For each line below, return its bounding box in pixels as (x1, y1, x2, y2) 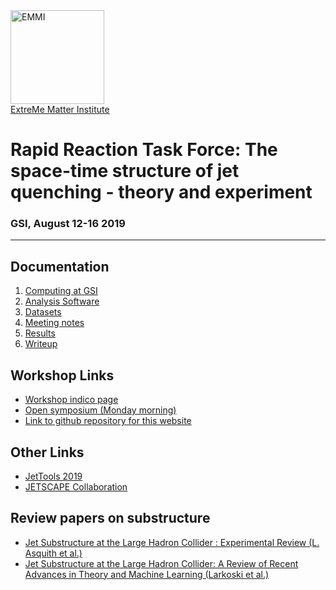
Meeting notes (24, 317, 85, 329)
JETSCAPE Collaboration (24, 480, 128, 493)
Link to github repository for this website (24, 415, 192, 427)
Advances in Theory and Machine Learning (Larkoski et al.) (24, 568, 270, 580)
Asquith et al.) (24, 547, 83, 559)
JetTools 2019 (24, 470, 83, 482)
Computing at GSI (24, 285, 98, 297)
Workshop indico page (24, 394, 119, 406)
